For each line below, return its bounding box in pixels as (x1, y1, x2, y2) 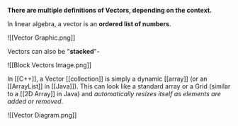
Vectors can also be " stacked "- (7, 47, 101, 55)
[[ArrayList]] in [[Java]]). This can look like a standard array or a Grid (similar (7, 82, 231, 91)
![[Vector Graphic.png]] (7, 33, 76, 42)
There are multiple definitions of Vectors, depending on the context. (7, 6, 212, 14)
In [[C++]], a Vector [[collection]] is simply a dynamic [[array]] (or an (7, 74, 208, 83)
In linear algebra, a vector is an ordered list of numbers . (7, 20, 171, 28)
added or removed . (7, 97, 64, 105)
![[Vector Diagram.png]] (7, 111, 77, 119)
